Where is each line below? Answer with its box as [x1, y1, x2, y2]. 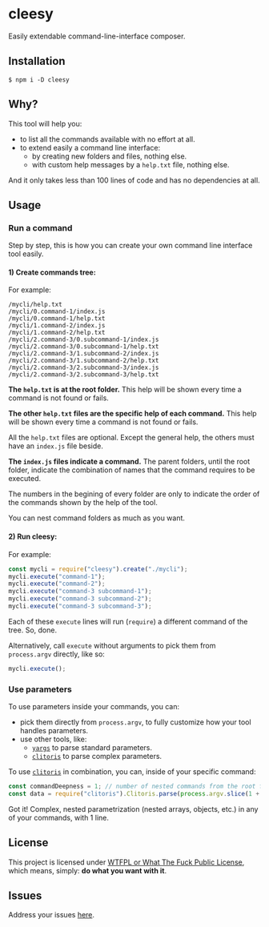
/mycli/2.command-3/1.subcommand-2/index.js [8, 350, 159, 358]
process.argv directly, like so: [8, 649, 106, 659]
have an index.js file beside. [8, 441, 104, 451]
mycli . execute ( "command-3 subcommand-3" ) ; [8, 602, 152, 611]
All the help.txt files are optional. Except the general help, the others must [8, 433, 255, 443]
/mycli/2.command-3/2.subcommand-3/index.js [8, 363, 159, 372]
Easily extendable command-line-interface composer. [8, 31, 186, 41]
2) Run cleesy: [8, 532, 58, 541]
